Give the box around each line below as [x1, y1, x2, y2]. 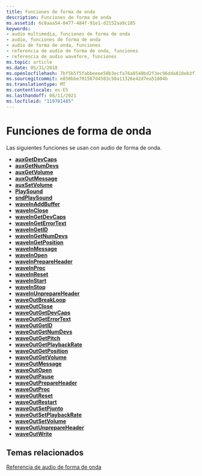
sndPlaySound [14, 194, 53, 201]
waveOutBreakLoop [14, 296, 66, 304]
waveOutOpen [14, 366, 52, 373]
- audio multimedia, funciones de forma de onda [6, 31, 130, 37]
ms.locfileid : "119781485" [6, 98, 74, 104]
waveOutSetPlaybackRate [14, 411, 82, 418]
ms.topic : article [6, 59, 52, 65]
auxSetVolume [14, 181, 53, 188]
